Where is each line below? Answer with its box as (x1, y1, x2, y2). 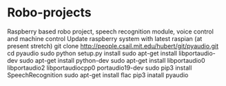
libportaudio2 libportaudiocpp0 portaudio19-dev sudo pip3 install (7, 63, 192, 72)
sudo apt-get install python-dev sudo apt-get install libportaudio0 (19, 56, 205, 64)
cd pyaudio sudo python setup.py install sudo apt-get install (7, 49, 178, 57)
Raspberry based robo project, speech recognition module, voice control (7, 27, 214, 35)
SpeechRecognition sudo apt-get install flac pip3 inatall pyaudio (7, 70, 189, 79)
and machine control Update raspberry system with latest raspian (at (7, 34, 203, 42)
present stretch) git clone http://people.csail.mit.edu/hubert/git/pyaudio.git (7, 42, 219, 50)
